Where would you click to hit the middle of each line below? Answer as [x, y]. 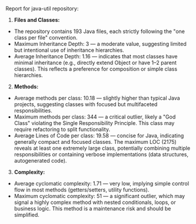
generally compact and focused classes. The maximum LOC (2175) [95, 142]
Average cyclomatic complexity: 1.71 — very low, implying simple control [102, 183]
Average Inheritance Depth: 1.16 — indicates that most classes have [96, 56]
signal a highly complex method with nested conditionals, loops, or [95, 202]
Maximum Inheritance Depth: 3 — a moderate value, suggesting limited [100, 44]
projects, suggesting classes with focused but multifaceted [86, 104]
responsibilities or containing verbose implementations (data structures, [101, 154]
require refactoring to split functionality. [62, 129]
